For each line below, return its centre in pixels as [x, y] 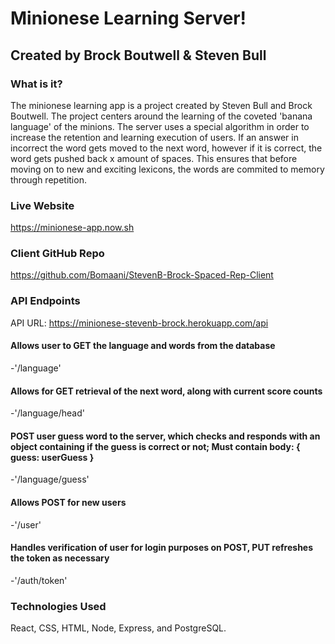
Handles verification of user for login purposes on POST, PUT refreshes [162, 548]
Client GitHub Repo [57, 254]
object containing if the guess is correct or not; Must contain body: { [155, 446]
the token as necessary [60, 558]
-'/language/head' [47, 413]
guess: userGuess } [52, 457]
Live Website [42, 205]
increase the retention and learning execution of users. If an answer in [154, 137]
